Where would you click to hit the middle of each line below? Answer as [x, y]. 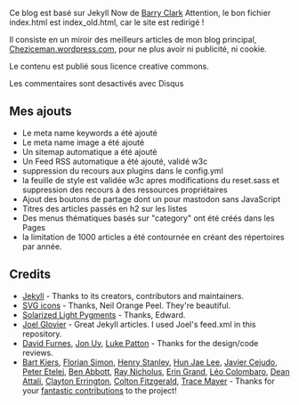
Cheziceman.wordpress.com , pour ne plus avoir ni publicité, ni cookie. [138, 49]
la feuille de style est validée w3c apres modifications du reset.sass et [151, 180]
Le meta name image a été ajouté [83, 142]
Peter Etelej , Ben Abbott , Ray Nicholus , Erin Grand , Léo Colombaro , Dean [156, 371]
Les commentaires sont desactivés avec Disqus [97, 83]
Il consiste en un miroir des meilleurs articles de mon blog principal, [133, 40]
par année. [42, 246]
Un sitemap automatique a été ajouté [89, 151]
